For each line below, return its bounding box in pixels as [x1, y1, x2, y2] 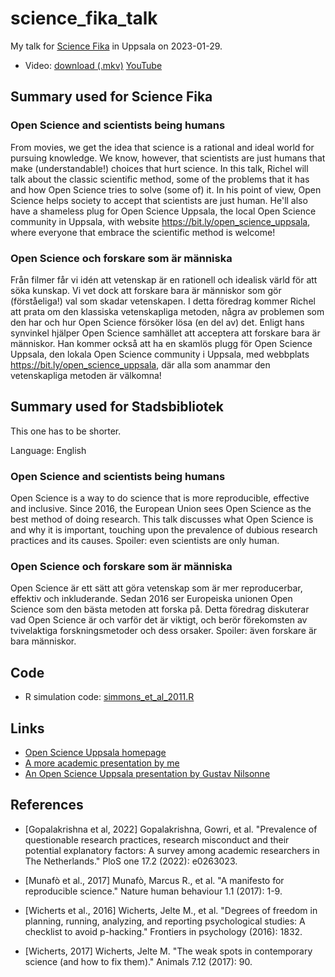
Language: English [10, 444, 87, 456]
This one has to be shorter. [10, 425, 122, 437]
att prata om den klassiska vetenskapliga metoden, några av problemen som [10, 305, 325, 317]
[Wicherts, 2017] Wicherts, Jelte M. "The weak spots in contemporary [24, 945, 313, 957]
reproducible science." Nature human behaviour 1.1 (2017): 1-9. [24, 885, 283, 897]
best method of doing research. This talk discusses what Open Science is [10, 513, 314, 526]
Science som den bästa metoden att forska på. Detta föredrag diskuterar [10, 603, 310, 616]
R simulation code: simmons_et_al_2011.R [24, 691, 195, 703]
